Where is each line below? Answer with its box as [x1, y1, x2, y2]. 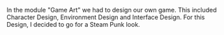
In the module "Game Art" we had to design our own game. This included [6, 6, 217, 14]
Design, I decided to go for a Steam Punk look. [6, 21, 140, 28]
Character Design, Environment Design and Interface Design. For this [6, 13, 205, 21]
